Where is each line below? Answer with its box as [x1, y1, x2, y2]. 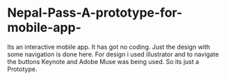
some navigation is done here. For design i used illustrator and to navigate [7, 50, 219, 58]
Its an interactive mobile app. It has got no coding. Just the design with [7, 42, 211, 51]
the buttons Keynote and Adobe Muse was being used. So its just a [7, 57, 200, 65]
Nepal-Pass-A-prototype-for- [7, 5, 183, 21]
